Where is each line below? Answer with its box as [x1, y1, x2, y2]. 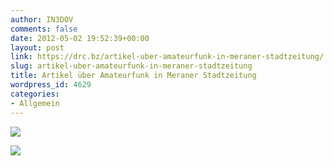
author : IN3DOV [10, 14, 74, 25]
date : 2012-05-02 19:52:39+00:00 [10, 33, 150, 43]
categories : [10, 89, 60, 99]
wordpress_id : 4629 [10, 80, 92, 90]
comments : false [10, 24, 78, 34]
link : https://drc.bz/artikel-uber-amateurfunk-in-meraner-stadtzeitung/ [10, 52, 325, 62]
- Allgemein [10, 98, 60, 108]
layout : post [10, 42, 65, 53]
